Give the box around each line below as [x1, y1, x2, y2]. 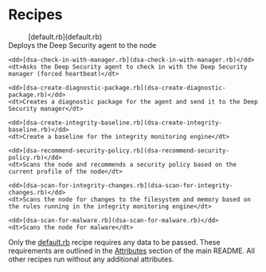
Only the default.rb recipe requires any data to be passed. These [8, 237, 221, 246]
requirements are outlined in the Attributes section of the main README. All [8, 246, 255, 255]
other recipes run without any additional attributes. [8, 254, 174, 264]
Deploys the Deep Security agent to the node [8, 40, 157, 49]
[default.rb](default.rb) [28, 32, 103, 41]
